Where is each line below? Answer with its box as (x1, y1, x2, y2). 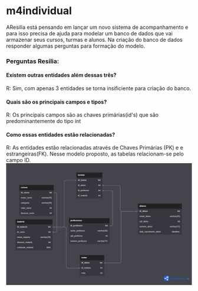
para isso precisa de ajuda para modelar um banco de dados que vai (6, 29, 173, 37)
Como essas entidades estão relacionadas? (6, 131, 115, 138)
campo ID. (6, 157, 31, 164)
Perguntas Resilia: (6, 57, 60, 65)
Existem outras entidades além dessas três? (6, 72, 117, 79)
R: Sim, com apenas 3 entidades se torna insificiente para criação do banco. (6, 85, 192, 92)
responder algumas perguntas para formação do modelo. (6, 42, 146, 49)
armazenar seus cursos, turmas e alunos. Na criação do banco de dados (6, 36, 183, 43)
